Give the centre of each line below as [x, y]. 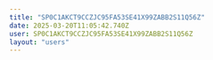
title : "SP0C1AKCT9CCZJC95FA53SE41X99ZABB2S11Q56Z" [107, 17]
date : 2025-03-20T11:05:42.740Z [69, 26]
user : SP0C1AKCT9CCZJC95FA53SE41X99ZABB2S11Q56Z [101, 34]
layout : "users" [39, 42]
